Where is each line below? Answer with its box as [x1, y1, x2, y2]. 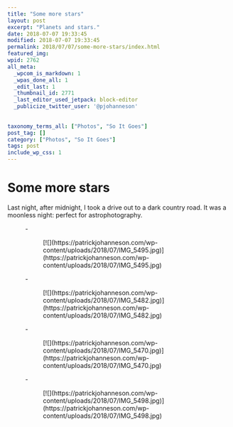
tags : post [7, 143, 40, 150]
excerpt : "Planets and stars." [7, 23, 100, 31]
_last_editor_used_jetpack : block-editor [13, 97, 139, 104]
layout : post [7, 17, 46, 24]
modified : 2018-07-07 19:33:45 [7, 37, 100, 44]
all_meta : [7, 63, 37, 70]
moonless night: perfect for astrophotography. [7, 210, 143, 219]
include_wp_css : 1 [7, 149, 62, 156]
